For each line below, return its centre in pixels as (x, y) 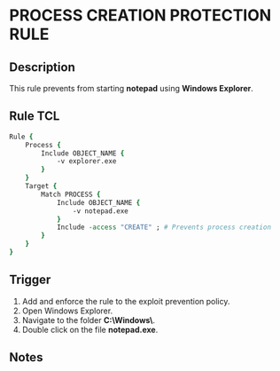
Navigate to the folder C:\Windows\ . (88, 320)
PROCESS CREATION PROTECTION (140, 16)
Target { (41, 186)
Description (42, 67)
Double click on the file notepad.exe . (90, 329)
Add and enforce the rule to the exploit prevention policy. (126, 301)
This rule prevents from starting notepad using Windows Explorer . (132, 88)
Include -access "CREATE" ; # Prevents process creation (164, 227)
